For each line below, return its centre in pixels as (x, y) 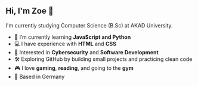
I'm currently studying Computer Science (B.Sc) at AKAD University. (89, 25)
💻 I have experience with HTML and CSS (65, 44)
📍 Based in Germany (39, 76)
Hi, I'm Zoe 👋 (30, 11)
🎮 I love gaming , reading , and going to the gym (74, 68)
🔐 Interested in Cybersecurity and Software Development (86, 52)
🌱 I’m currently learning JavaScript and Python (72, 37)
